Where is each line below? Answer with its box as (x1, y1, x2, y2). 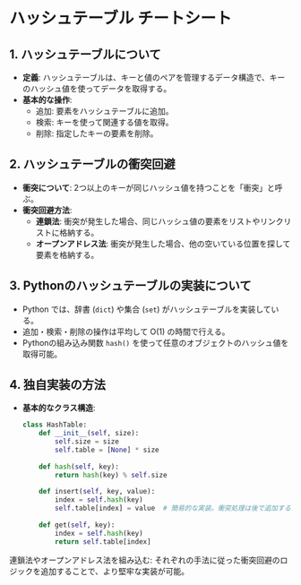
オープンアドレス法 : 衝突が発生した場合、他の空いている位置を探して (35, 238, 291, 249)
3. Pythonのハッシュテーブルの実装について (9, 279, 252, 294)
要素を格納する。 (35, 249, 99, 260)
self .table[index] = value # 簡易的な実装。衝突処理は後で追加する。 (55, 503, 298, 513)
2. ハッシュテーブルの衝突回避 (9, 157, 176, 172)
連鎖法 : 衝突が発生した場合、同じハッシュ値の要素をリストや (35, 216, 261, 227)
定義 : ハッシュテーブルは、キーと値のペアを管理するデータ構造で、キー (21, 73, 286, 82)
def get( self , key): (39, 520, 116, 529)
